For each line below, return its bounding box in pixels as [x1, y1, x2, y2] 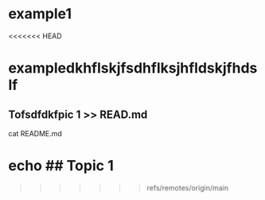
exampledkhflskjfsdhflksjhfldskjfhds [8, 59, 258, 77]
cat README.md [8, 128, 62, 138]
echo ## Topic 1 [8, 157, 114, 175]
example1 [8, 5, 72, 23]
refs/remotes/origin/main [146, 182, 229, 192]
